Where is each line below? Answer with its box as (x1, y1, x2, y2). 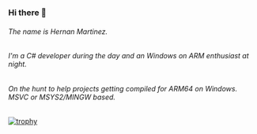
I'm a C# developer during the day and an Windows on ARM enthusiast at (8, 51, 249, 61)
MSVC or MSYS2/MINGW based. (8, 92, 116, 102)
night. (8, 59, 28, 69)
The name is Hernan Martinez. (8, 27, 108, 36)
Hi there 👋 (8, 7, 47, 18)
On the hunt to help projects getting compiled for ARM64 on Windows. (8, 84, 238, 93)
